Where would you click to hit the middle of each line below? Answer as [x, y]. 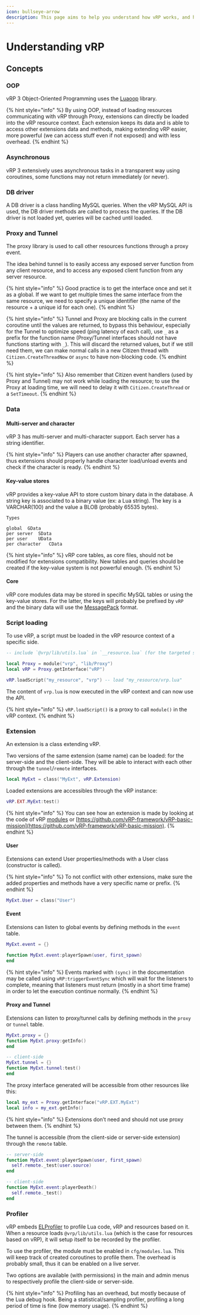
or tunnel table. [25, 1024]
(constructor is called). [34, 865]
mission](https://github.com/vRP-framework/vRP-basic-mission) [85, 825]
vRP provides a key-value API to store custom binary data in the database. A [100, 494]
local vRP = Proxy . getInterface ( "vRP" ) [56, 669]
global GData [24, 528]
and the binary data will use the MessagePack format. [72, 607]
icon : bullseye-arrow [33, 12]
